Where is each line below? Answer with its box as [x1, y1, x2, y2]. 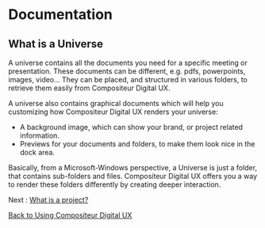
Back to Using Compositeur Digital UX [8, 211, 132, 219]
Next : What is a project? [8, 196, 89, 204]
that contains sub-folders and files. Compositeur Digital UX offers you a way [8, 172, 258, 180]
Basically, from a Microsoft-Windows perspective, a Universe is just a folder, [8, 163, 258, 172]
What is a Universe [8, 37, 103, 51]
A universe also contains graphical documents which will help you [8, 99, 224, 108]
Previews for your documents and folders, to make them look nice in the [19, 139, 255, 148]
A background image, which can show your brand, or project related [19, 123, 244, 131]
